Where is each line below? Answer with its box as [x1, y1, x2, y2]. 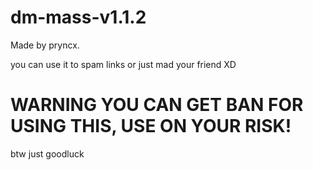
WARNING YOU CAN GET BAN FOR [10, 94, 304, 116]
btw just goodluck [10, 147, 85, 160]
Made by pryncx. [10, 39, 80, 51]
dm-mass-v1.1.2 [10, 6, 147, 29]
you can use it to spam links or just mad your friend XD [10, 58, 237, 70]
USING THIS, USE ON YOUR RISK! [10, 115, 292, 138]
